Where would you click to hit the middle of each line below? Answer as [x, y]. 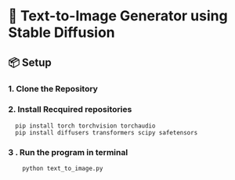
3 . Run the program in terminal [68, 152]
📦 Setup [30, 62]
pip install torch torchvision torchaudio [85, 126]
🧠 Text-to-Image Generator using [118, 16]
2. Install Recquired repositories [70, 110]
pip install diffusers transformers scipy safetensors [107, 132]
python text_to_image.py [63, 169]
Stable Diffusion [61, 32]
